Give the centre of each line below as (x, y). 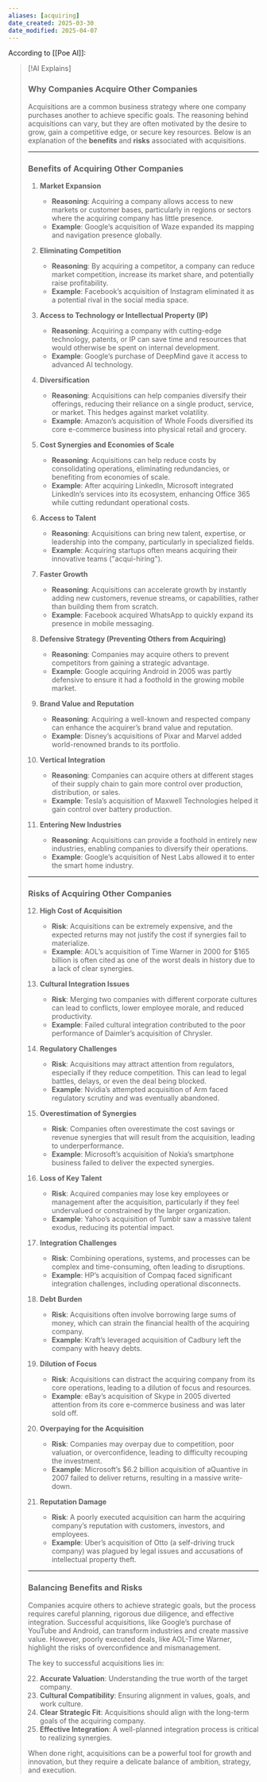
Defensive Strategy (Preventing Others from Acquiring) (133, 639)
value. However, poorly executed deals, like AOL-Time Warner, (130, 1639)
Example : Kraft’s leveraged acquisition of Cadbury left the (146, 1340)
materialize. (70, 943)
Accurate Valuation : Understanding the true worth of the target (143, 1678)
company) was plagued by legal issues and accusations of (147, 1551)
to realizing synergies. (76, 1737)
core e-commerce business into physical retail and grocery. (149, 429)
